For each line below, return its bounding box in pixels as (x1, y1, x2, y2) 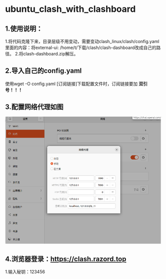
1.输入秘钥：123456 (5, 269, 45, 275)
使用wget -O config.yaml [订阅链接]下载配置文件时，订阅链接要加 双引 (5, 81, 148, 87)
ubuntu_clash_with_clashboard (5, 3, 136, 15)
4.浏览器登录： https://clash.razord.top (5, 255, 126, 263)
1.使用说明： (5, 24, 43, 33)
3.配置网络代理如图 (5, 103, 64, 111)
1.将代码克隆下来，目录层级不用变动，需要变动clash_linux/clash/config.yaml (5, 39, 160, 44)
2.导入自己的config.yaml (5, 67, 82, 75)
